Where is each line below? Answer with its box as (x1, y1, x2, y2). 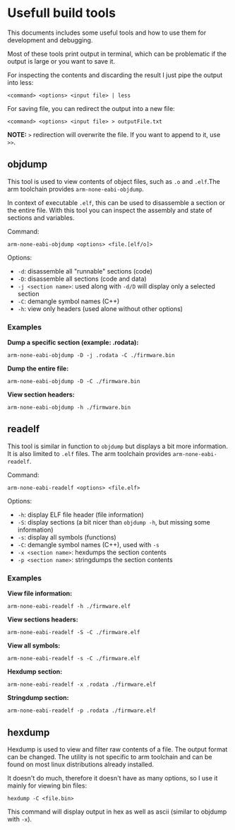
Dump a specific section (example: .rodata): (7, 338, 139, 347)
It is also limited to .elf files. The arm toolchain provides (7, 449, 171, 457)
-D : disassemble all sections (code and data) (17, 274, 147, 283)
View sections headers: (7, 615, 79, 624)
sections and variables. (7, 214, 76, 222)
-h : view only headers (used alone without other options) (17, 304, 183, 312)
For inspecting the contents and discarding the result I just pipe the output (7, 71, 223, 79)
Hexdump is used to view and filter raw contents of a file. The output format (7, 744, 228, 754)
